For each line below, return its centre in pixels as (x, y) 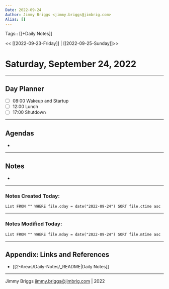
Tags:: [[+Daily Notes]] (29, 34)
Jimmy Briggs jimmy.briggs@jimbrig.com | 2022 (55, 281)
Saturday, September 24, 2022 (71, 64)
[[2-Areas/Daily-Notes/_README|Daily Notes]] (61, 267)
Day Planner (25, 89)
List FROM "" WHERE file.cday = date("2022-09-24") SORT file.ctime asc (83, 207)
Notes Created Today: (33, 196)
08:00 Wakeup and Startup (40, 101)
